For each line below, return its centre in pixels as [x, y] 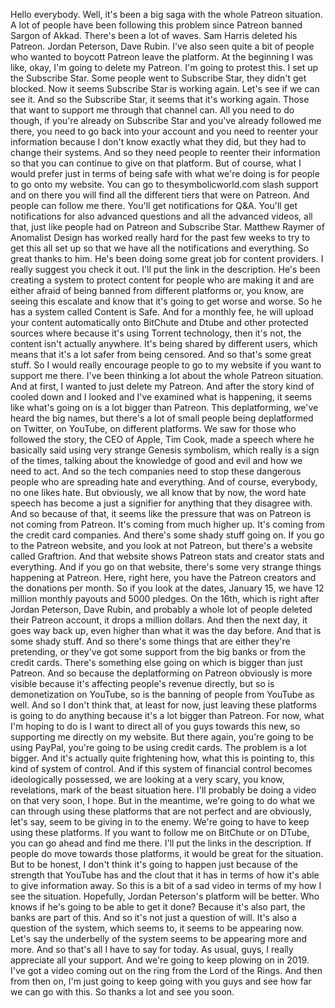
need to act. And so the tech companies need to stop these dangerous [156, 471]
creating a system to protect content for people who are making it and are [162, 280]
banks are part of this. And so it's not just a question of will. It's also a [153, 917]
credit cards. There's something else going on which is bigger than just [156, 662]
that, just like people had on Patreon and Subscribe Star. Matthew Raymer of [167, 227]
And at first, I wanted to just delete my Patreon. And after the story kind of [162, 386]
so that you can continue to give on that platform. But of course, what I [156, 163]
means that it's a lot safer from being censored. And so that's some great [161, 354]
